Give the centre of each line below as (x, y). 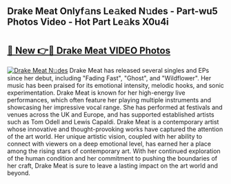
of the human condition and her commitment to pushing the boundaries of (112, 158)
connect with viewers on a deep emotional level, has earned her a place (109, 144)
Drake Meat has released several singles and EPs (139, 70)
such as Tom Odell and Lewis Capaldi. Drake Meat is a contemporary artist (113, 122)
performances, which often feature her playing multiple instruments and (109, 100)
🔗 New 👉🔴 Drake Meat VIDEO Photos (89, 50)
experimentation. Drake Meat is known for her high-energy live (96, 93)
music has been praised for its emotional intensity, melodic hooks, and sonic (115, 85)
